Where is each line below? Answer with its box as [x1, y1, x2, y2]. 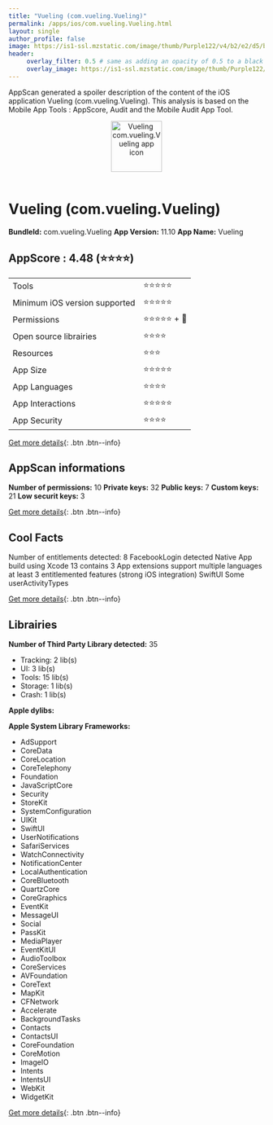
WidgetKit [19, 1092, 54, 1101]
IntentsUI [19, 1074, 51, 1084]
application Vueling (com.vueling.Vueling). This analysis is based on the [8, 95, 249, 106]
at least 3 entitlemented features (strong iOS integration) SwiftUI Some [8, 569, 245, 579]
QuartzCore [19, 884, 60, 894]
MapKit [19, 987, 45, 998]
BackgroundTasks [19, 1013, 81, 1023]
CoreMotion [19, 1048, 61, 1058]
